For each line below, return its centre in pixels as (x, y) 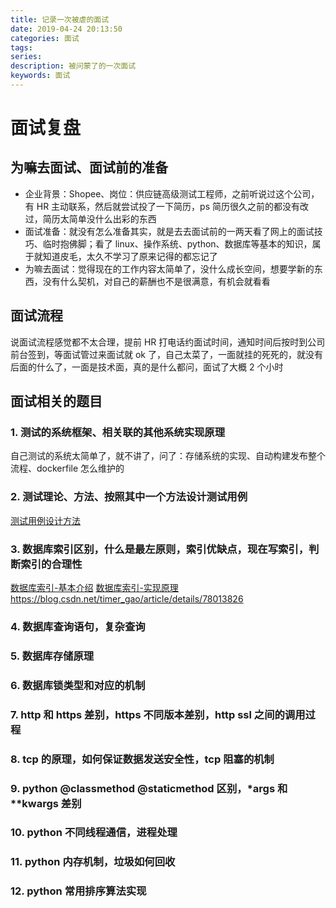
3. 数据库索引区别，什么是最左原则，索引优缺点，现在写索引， (160, 549)
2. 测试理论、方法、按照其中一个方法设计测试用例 (129, 497)
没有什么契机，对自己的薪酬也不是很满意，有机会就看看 (156, 281)
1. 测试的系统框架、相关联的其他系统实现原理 (118, 432)
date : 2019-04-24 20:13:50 (66, 29)
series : (26, 57)
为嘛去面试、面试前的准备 (89, 167)
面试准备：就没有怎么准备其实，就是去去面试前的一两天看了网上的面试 (169, 231)
